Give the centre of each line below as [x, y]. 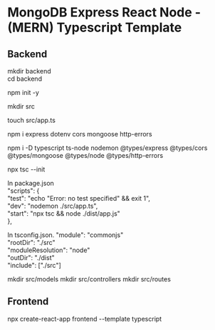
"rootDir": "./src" [31, 242]
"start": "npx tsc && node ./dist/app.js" [64, 214]
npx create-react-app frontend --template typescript [85, 319]
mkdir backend [29, 71]
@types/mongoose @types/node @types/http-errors [85, 155]
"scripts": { [23, 191]
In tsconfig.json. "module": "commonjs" [65, 235]
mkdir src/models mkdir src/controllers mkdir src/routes [89, 279]
